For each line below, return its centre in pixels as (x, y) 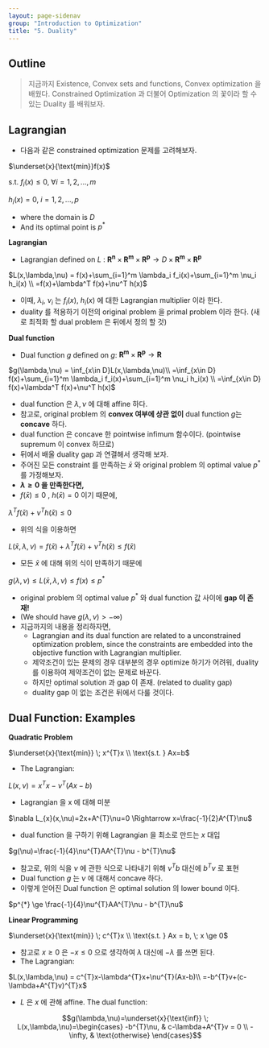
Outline (27, 63)
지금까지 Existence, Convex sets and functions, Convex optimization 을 (145, 84)
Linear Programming (43, 920)
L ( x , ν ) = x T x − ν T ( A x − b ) (50, 785)
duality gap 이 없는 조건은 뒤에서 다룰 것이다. (103, 692)
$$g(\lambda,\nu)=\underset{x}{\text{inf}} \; (135, 1018)
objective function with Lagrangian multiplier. (107, 652)
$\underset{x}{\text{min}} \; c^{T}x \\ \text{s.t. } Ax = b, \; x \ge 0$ (118, 935)
